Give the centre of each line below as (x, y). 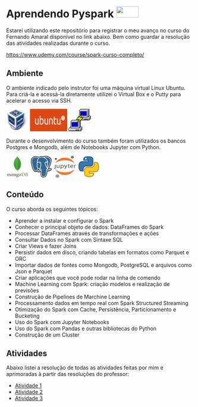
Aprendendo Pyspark (60, 14)
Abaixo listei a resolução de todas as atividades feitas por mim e (85, 368)
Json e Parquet (33, 271)
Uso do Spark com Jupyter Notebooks (62, 322)
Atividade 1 (28, 386)
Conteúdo (25, 195)
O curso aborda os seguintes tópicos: (52, 209)
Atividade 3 (29, 398)
